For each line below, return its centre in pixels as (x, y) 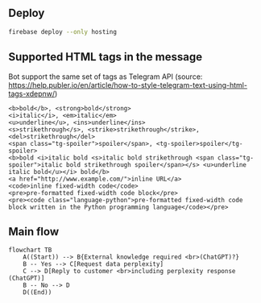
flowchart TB (30, 250)
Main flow (33, 232)
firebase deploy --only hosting (62, 31)
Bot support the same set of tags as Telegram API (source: (106, 77)
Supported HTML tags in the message (106, 57)
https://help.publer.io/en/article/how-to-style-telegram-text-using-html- (128, 85)
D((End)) (37, 293)
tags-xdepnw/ (32, 93)
